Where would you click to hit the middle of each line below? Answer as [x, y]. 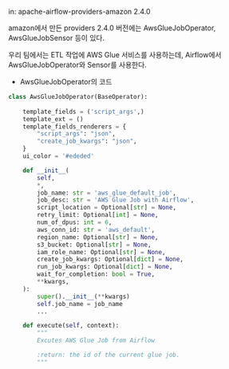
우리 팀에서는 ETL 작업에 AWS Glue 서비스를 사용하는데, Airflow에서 [115, 55]
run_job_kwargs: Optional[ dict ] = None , [105, 267]
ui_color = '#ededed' [58, 156]
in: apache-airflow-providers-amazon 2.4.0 [79, 12]
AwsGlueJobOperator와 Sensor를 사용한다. [78, 65]
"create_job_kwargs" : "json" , [87, 141]
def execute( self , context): [71, 326]
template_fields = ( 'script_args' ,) [84, 112]
